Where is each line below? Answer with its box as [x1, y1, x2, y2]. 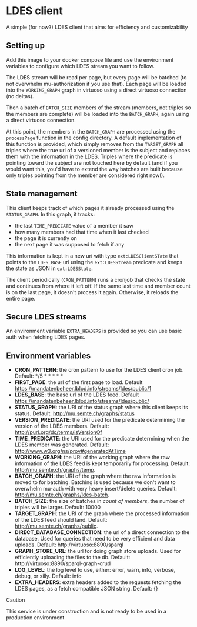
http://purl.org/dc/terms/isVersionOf [14, 429, 103, 436]
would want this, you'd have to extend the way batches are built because [6, 165, 183, 172]
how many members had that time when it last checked [14, 228, 149, 235]
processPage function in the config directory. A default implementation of [6, 134, 182, 141]
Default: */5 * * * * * [14, 372, 64, 380]
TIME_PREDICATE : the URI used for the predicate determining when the [14, 435, 189, 442]
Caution [6, 596, 25, 603]
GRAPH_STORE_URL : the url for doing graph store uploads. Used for [14, 548, 181, 555]
